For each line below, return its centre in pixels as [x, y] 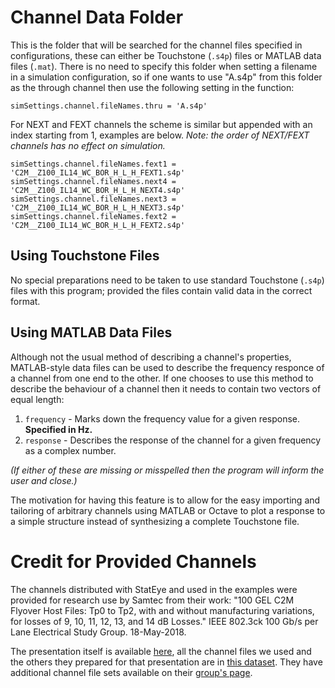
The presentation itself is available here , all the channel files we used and [161, 651]
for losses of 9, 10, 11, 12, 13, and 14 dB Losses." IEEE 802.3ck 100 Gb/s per [164, 621]
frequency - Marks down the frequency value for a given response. [162, 418]
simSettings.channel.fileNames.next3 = [93, 199]
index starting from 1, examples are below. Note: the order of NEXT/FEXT [160, 135]
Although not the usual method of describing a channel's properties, [151, 357]
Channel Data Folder [97, 17]
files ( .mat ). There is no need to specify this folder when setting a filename [164, 66]
